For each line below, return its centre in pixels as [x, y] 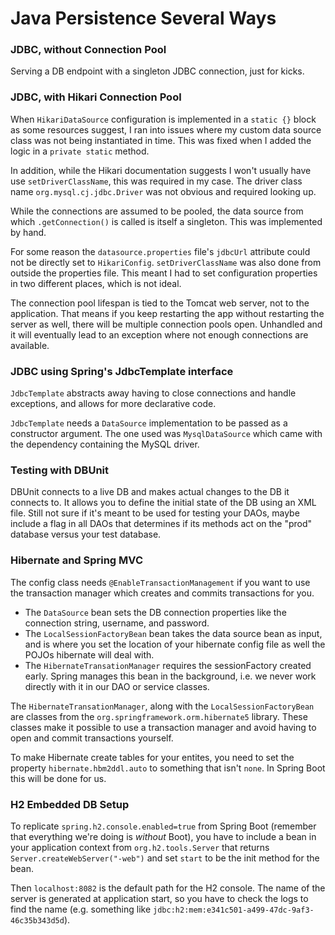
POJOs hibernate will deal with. [89, 654]
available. [30, 345]
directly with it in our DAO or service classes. [117, 686]
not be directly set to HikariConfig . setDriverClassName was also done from [166, 262]
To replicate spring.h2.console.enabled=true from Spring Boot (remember [163, 826]
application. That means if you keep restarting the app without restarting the [167, 313]
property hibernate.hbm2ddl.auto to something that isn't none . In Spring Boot [168, 768]
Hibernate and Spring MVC [76, 560]
